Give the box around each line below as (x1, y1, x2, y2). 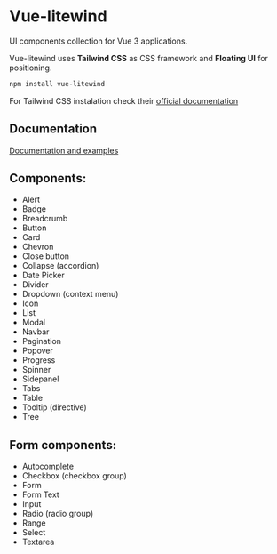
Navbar (21, 326, 50, 337)
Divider (21, 279, 49, 290)
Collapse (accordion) (21, 261, 99, 271)
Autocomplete (21, 461, 74, 472)
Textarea (21, 536, 55, 548)
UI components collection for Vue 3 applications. (9, 36, 188, 46)
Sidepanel (21, 373, 59, 384)
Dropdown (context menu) (21, 289, 119, 300)
